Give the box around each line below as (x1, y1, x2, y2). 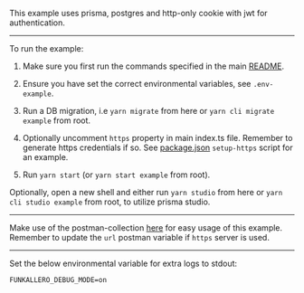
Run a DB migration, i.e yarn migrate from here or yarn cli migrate (22, 106, 275, 116)
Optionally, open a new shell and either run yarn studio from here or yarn (9, 187, 283, 197)
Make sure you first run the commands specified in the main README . (22, 61, 285, 71)
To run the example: (9, 43, 84, 53)
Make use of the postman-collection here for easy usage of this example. (9, 222, 283, 233)
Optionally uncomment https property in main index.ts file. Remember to (22, 133, 293, 143)
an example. (22, 152, 69, 162)
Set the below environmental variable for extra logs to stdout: (9, 258, 238, 269)
